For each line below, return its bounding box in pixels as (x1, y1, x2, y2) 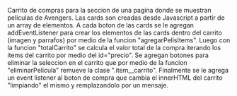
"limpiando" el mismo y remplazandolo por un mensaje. (7, 81, 168, 89)
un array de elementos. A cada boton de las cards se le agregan (7, 21, 195, 29)
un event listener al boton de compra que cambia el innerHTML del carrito (7, 73, 223, 82)
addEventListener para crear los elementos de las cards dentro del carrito (7, 28, 223, 37)
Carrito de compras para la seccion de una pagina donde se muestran (7, 6, 212, 14)
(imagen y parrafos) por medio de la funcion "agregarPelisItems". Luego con (7, 36, 231, 44)
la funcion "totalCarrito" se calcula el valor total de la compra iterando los (7, 44, 221, 52)
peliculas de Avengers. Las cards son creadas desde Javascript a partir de (7, 13, 225, 22)
